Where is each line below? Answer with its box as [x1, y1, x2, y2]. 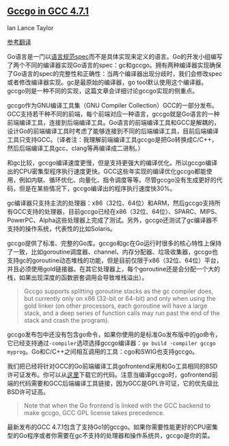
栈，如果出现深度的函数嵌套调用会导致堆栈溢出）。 [7, 273, 148, 282]
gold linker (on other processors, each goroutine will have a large [23, 301, 208, 310]
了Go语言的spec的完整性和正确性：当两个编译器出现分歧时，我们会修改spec [7, 69, 223, 77]
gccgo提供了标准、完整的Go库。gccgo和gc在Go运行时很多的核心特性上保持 [7, 239, 222, 247]
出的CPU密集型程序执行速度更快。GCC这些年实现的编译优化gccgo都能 [7, 167, 207, 175]
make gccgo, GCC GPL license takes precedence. [23, 408, 165, 417]
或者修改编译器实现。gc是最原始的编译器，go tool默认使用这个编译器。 [7, 78, 208, 86]
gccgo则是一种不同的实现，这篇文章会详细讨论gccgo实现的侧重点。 [7, 86, 199, 95]
